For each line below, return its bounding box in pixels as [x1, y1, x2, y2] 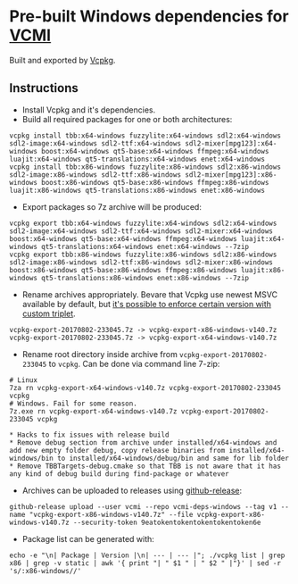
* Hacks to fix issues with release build [9, 430, 170, 439]
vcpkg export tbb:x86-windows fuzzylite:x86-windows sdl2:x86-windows [9, 250, 277, 259]
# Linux [9, 375, 38, 385]
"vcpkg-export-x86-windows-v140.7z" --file [29, 510, 194, 519]
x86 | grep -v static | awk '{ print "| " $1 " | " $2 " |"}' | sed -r [9, 558, 281, 568]
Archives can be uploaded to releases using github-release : [21, 485, 243, 496]
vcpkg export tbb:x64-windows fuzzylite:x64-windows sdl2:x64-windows [9, 219, 277, 228]
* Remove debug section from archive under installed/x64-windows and [9, 438, 277, 447]
